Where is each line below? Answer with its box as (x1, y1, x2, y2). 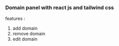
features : (5, 16, 25, 22)
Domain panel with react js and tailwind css (5, 4, 114, 11)
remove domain (12, 31, 46, 37)
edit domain (12, 36, 38, 42)
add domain (12, 25, 38, 31)
